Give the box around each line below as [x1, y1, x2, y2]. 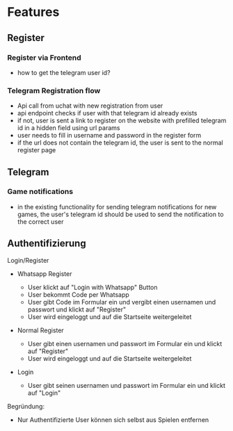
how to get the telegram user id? [17, 68, 111, 76]
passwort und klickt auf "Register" [27, 305, 127, 314]
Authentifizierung [7, 238, 86, 250]
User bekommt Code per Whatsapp [27, 290, 130, 299]
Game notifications [7, 187, 74, 197]
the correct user [17, 217, 64, 226]
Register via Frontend [7, 53, 81, 63]
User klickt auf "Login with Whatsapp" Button [27, 283, 158, 291]
